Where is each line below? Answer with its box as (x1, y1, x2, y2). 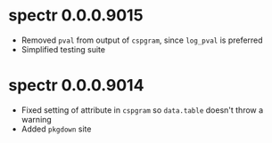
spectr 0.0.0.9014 (8, 75, 144, 96)
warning (21, 114, 53, 124)
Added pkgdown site (21, 123, 92, 134)
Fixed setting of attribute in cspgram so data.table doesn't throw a (21, 104, 264, 115)
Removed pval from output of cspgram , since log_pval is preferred (21, 35, 264, 45)
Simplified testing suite (21, 44, 106, 54)
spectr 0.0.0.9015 (8, 5, 144, 26)
